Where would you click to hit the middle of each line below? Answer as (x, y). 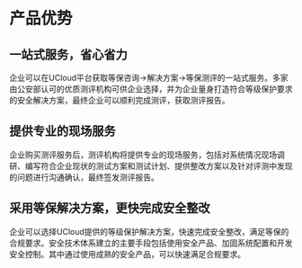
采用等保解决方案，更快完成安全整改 (110, 208)
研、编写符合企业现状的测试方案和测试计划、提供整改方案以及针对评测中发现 (151, 165)
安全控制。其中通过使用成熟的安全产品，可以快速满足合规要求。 (127, 254)
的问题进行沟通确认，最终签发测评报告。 (84, 177)
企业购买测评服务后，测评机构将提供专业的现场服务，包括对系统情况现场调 (147, 155)
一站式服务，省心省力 (68, 54)
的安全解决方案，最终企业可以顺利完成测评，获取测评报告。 (120, 100)
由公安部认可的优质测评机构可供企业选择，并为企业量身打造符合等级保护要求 (151, 89)
